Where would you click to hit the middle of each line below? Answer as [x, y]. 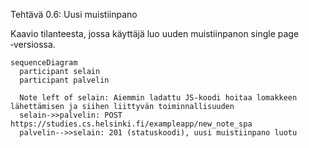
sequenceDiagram [44, 63]
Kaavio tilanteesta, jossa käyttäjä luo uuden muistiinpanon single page [155, 33]
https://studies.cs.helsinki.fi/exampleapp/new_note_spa [131, 124]
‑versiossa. [33, 44]
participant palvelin [64, 80]
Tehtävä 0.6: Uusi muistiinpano [74, 14]
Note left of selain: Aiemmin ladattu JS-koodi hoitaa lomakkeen [158, 98]
